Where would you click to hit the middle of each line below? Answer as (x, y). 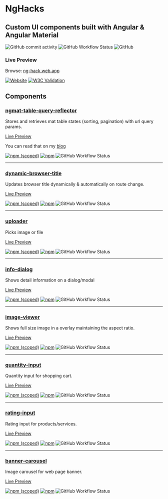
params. (14, 126)
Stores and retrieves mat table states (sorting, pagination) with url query (79, 121)
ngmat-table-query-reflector (41, 110)
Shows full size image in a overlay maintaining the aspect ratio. (70, 328)
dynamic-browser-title (33, 173)
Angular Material (32, 35)
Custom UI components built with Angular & (75, 27)
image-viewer (22, 317)
